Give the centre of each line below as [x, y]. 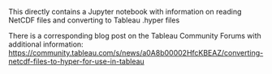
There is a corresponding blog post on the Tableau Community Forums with [135, 36]
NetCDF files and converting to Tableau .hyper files [94, 20]
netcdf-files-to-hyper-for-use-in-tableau [76, 61]
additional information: [46, 44]
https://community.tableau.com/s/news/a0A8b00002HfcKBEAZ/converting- [136, 53]
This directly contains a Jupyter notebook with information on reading [125, 12]
